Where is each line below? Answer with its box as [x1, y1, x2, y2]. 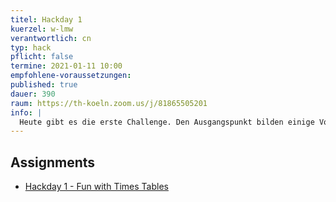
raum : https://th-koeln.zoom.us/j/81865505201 [10, 98, 208, 108]
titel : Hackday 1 [10, 14, 83, 25]
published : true [10, 80, 78, 90]
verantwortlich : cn [10, 33, 92, 43]
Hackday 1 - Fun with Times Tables [24, 181, 169, 193]
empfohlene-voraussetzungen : [10, 71, 132, 81]
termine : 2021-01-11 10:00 [10, 61, 123, 71]
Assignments [10, 154, 96, 171]
